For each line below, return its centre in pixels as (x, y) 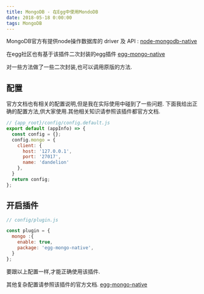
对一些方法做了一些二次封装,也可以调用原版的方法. (69, 67)
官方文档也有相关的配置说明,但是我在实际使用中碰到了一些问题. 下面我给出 (100, 104)
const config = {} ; (37, 134)
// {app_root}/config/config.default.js (58, 123)
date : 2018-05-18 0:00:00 (39, 18)
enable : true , (35, 242)
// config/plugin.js (33, 220)
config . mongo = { (34, 140)
